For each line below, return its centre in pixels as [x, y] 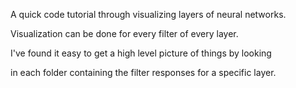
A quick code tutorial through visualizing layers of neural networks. [148, 14]
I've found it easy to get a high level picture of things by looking [141, 53]
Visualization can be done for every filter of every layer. [124, 33]
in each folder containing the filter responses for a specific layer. [143, 72]
